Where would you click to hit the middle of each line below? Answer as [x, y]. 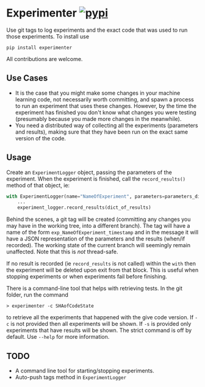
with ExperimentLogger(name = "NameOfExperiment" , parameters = [86, 196]
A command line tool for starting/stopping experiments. [85, 371]
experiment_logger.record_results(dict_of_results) [84, 208]
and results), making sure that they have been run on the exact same [102, 132]
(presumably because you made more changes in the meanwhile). [98, 118]
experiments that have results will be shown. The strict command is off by [99, 330]
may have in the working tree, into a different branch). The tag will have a [98, 226]
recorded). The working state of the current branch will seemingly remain [99, 245]
